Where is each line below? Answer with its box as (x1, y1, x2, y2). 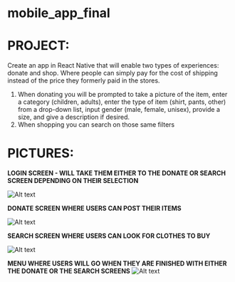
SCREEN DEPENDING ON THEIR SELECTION (7, 177, 139, 185)
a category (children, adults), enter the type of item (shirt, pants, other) (17, 98, 226, 106)
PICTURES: (7, 145, 74, 162)
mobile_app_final (7, 5, 110, 21)
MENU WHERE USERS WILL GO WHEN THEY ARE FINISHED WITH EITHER (7, 259, 227, 268)
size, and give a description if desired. (17, 113, 130, 122)
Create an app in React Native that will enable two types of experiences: (7, 61, 219, 70)
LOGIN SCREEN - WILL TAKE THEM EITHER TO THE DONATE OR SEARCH (7, 169, 226, 177)
